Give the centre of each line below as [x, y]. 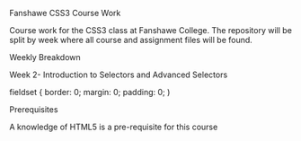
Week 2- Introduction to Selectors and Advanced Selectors [119, 75]
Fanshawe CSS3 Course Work [65, 13]
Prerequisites [34, 110]
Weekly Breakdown [45, 57]
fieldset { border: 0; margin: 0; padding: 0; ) [90, 92]
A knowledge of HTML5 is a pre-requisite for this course [114, 127]
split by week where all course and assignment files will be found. [131, 40]
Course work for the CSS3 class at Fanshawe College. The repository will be [150, 30]
